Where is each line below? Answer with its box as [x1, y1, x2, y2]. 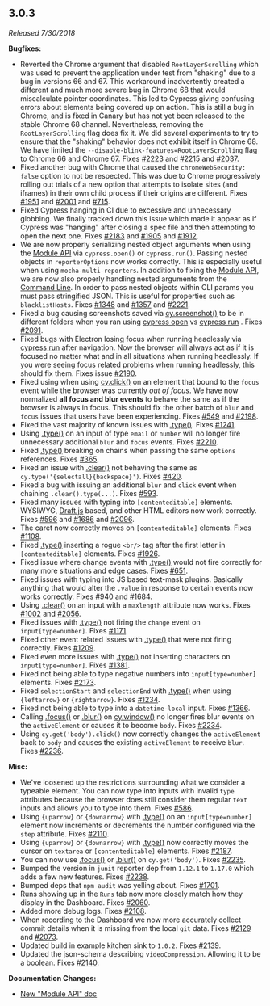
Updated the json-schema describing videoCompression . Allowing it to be [19, 949, 261, 958]
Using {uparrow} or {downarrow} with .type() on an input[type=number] [19, 811, 252, 821]
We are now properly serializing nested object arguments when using [19, 239, 251, 249]
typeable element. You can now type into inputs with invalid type [19, 785, 235, 795]
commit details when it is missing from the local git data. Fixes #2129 [19, 923, 251, 932]
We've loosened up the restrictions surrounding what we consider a [19, 777, 246, 787]
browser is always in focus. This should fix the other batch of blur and [19, 402, 254, 412]
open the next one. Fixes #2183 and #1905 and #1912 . [19, 230, 199, 241]
